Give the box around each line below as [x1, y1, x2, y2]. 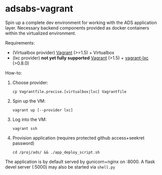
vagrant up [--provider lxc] [12, 107, 73, 112]
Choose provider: [12, 79, 48, 85]
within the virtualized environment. [5, 30, 76, 36]
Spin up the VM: [12, 98, 46, 104]
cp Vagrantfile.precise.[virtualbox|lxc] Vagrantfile [12, 89, 127, 94]
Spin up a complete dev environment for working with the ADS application [5, 19, 157, 25]
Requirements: [5, 39, 35, 45]
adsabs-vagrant [5, 3, 73, 14]
